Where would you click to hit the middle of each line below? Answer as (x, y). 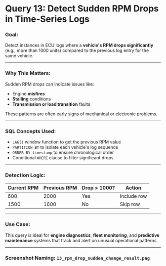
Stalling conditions (31, 99)
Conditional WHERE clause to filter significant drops (63, 158)
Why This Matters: (28, 73)
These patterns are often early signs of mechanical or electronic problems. (81, 114)
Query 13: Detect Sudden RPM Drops (82, 9)
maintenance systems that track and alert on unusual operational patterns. (82, 240)
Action (133, 188)
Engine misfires (29, 93)
